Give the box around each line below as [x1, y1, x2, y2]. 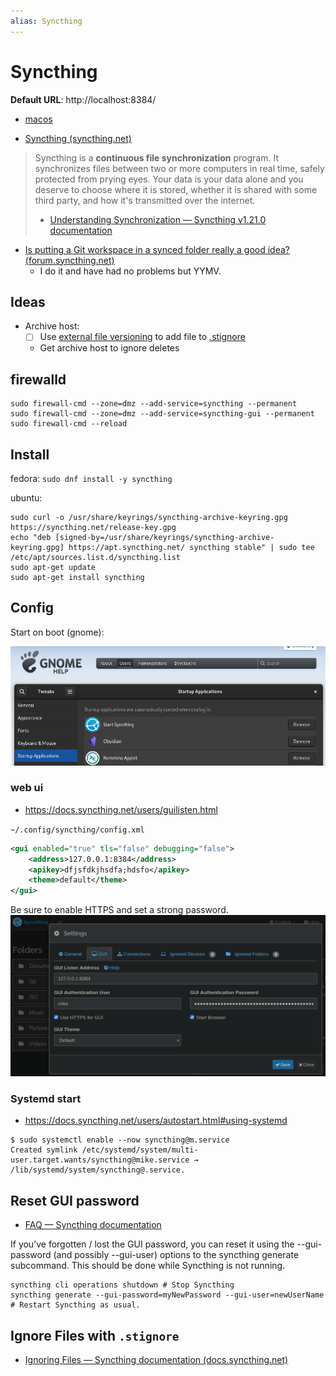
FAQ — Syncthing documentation [24, 1219, 162, 1231]
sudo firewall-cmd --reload [10, 419, 128, 429]
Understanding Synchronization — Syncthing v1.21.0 [49, 213, 267, 225]
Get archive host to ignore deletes [39, 342, 180, 354]
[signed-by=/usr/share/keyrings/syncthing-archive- [54, 533, 275, 543]
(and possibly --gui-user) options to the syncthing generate [53, 1249, 300, 1261]
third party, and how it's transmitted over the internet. [34, 194, 256, 206]
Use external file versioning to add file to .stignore [39, 331, 246, 343]
